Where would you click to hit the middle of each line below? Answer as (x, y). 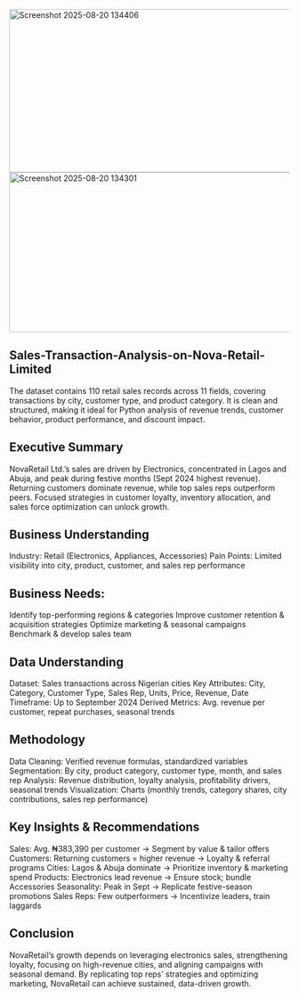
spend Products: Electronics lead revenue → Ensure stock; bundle (130, 877)
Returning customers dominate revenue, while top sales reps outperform (142, 487)
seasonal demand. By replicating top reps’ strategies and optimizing (134, 974)
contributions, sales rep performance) (79, 799)
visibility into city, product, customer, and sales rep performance (127, 566)
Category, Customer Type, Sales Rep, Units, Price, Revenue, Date (129, 693)
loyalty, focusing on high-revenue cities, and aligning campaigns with (137, 964)
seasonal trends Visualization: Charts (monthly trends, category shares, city (148, 789)
